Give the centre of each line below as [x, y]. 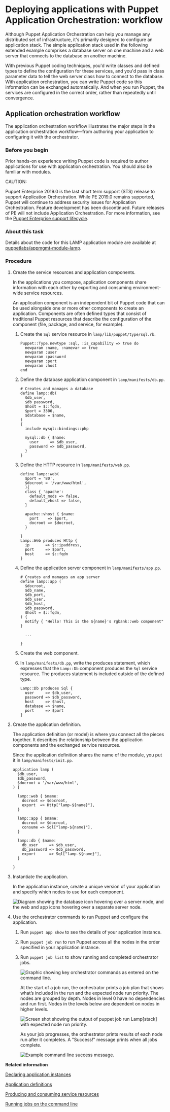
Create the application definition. [47, 724]
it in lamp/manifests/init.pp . [43, 760]
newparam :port [41, 361]
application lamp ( [33, 770]
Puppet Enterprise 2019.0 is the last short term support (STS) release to [80, 192]
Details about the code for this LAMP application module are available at [81, 242]
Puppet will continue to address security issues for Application [71, 202]
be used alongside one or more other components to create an [78, 308]
